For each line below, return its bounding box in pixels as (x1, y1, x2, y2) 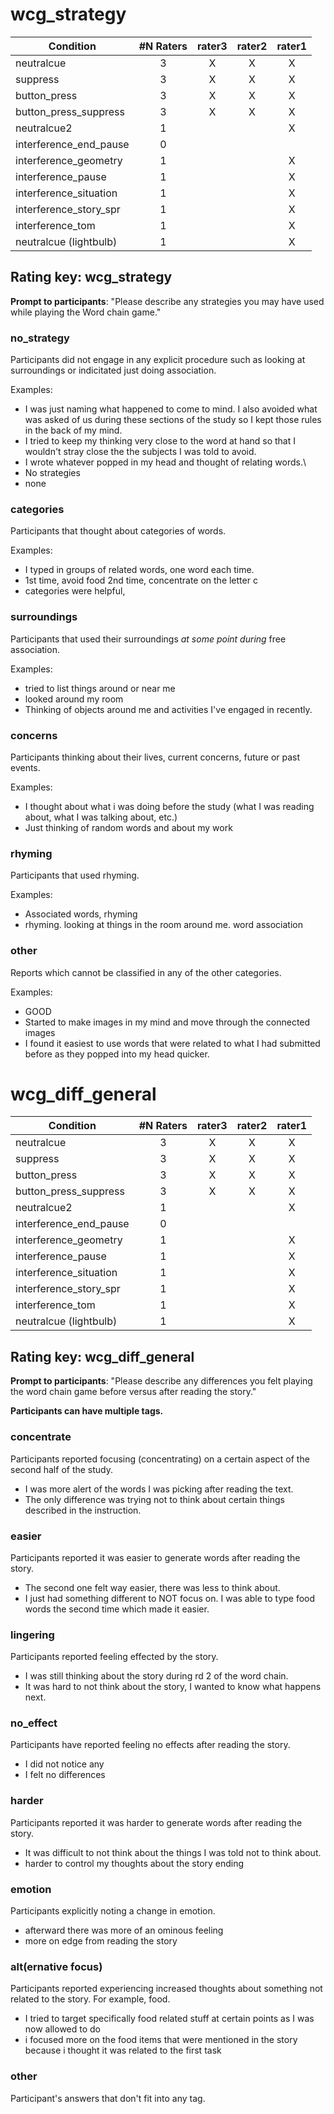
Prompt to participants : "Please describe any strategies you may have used (10, 295, 325, 307)
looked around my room (24, 693, 124, 705)
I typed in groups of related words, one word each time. (24, 564, 255, 576)
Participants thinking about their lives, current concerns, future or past (10, 751, 301, 763)
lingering (10, 1628, 55, 1642)
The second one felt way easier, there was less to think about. (24, 1581, 281, 1593)
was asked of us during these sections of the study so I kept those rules (24, 414, 322, 426)
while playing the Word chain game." (10, 306, 162, 318)
